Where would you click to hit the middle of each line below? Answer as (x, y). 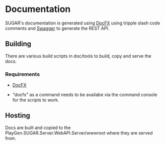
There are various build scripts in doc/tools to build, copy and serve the (78, 56)
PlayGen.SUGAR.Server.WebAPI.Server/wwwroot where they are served (79, 133)
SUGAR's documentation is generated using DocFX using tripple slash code (83, 23)
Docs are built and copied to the (38, 128)
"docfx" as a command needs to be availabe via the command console (85, 95)
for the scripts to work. (36, 100)
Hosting (18, 116)
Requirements (23, 74)
